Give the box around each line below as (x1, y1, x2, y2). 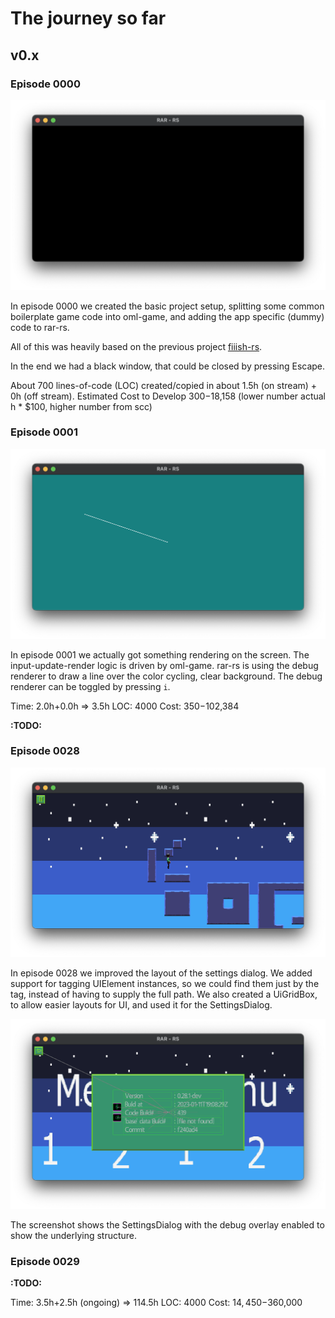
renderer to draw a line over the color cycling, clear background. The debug (10, 670, 323, 682)
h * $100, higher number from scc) (10, 400, 153, 412)
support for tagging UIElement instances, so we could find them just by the (10, 978, 320, 990)
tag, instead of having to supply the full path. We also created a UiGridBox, (10, 988, 318, 1001)
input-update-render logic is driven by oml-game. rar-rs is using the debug (10, 659, 319, 671)
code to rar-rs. (10, 321, 70, 333)
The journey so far (10, 7, 167, 30)
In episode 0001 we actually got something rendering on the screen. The (10, 648, 310, 661)
